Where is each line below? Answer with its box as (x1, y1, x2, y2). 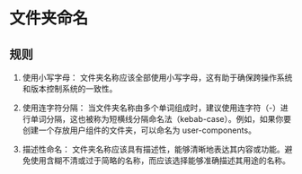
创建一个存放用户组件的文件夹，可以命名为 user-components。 (22, 125, 256, 135)
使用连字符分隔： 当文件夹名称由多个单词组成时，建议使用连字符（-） (22, 102, 281, 113)
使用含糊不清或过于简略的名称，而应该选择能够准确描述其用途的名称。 (30, 155, 290, 166)
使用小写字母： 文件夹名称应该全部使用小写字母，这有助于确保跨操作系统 (22, 73, 293, 83)
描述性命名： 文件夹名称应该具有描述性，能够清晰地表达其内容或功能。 (22, 144, 285, 154)
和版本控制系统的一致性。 (22, 83, 118, 94)
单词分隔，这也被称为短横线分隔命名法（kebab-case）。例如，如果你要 (30, 114, 292, 124)
